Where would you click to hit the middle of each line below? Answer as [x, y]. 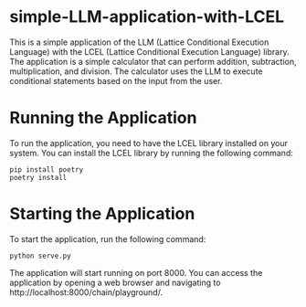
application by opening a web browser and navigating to [115, 282]
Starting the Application [102, 214]
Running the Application [103, 118]
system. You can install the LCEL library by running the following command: [152, 153]
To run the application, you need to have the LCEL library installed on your [149, 143]
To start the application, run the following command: [108, 238]
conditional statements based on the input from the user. [116, 80]
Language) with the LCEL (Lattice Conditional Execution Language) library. [149, 51]
